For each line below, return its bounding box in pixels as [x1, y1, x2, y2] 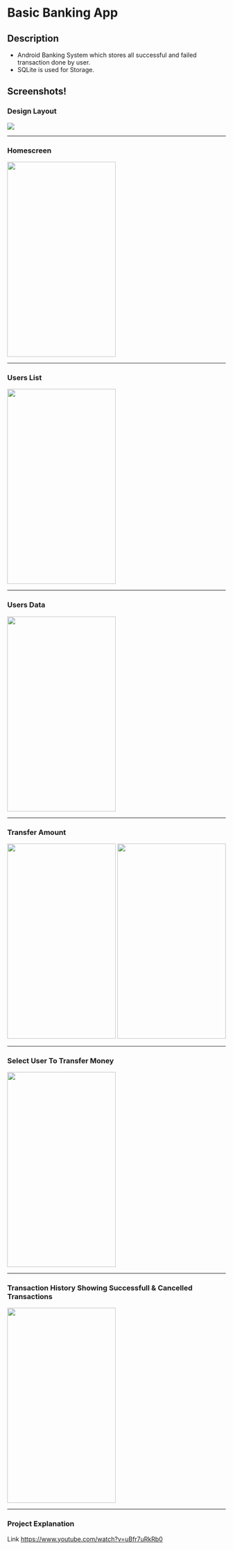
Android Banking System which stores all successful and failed [17, 51, 197, 59]
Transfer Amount [7, 827, 67, 837]
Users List [7, 372, 42, 382]
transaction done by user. [17, 58, 91, 67]
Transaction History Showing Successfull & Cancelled [7, 1283, 193, 1293]
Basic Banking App [7, 5, 119, 21]
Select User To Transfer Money [7, 1056, 114, 1065]
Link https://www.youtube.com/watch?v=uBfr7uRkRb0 [7, 1535, 163, 1543]
